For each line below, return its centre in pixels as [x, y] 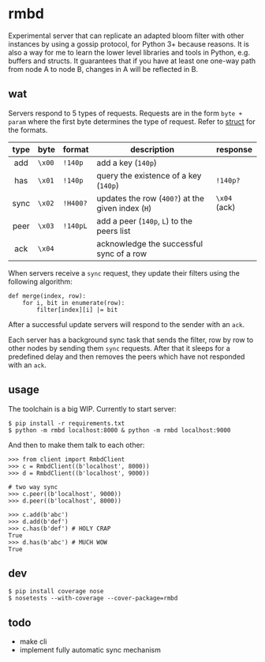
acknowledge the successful [150, 243]
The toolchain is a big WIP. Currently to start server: [92, 408]
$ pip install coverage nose [56, 592]
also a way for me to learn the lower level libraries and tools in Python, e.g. [129, 52]
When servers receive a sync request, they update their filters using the [124, 273]
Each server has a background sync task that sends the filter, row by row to [131, 340]
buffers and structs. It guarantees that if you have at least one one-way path [132, 61]
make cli [33, 641]
